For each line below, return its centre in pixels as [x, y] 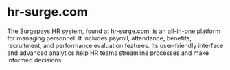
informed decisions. [35, 60]
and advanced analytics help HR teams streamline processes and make [108, 53]
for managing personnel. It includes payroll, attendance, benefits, [100, 38]
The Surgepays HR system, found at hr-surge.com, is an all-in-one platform [114, 31]
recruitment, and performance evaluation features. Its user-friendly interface [115, 45]
